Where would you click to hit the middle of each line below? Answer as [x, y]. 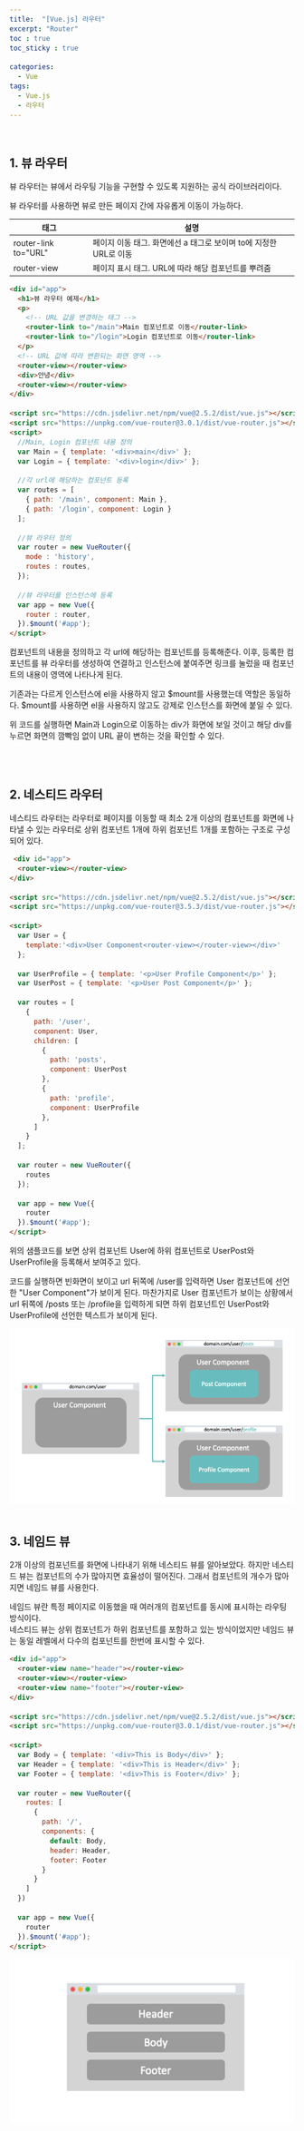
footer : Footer [78, 1860]
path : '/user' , [62, 1022]
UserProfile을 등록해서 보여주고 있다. [75, 1262]
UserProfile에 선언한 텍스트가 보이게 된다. [84, 1315]
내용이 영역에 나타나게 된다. [75, 675]
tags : [19, 86]
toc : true [30, 38]
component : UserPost [88, 1070]
